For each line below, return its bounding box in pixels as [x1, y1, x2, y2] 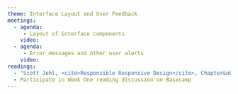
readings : [7, 63, 37, 70]
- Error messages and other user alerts [23, 50, 144, 57]
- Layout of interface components [23, 30, 125, 37]
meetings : [7, 17, 37, 24]
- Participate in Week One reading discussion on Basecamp [13, 76, 192, 83]
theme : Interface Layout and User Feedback [7, 10, 138, 18]
